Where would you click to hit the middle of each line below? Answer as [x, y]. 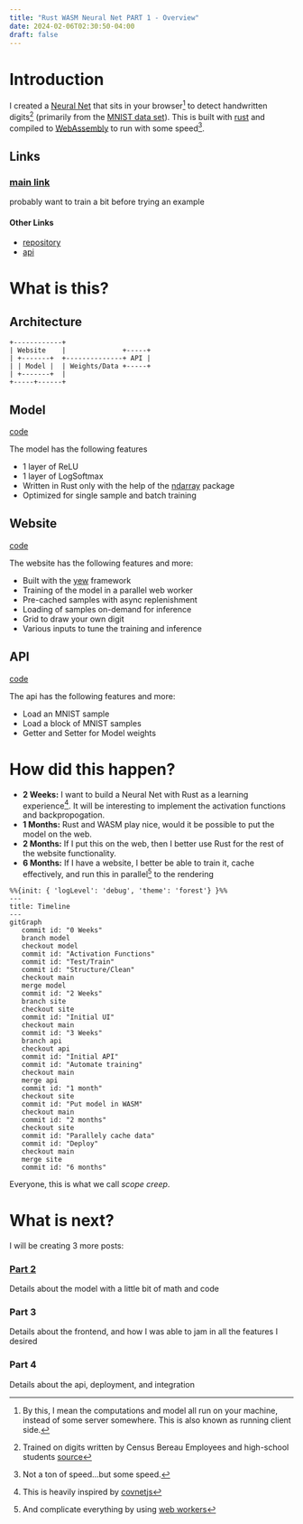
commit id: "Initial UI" [68, 1017]
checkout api [46, 1049]
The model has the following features [78, 449]
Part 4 [23, 1365]
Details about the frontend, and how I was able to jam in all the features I [143, 1332]
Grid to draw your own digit [73, 619]
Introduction [57, 79]
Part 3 [23, 1313]
